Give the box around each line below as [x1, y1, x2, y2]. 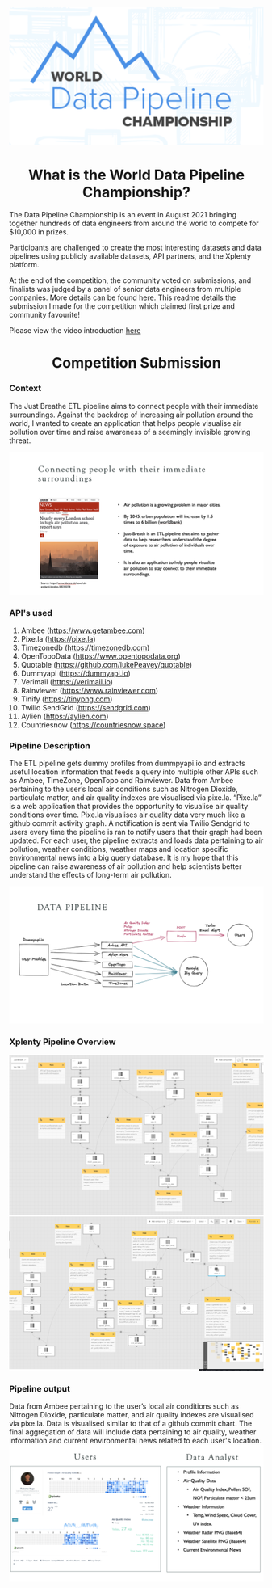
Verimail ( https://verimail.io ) [20, 676, 114, 686]
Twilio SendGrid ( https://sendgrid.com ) [20, 702, 152, 712]
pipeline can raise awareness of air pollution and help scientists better [9, 861, 242, 871]
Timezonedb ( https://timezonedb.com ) [20, 642, 150, 652]
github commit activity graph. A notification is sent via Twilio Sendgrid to [9, 819, 251, 828]
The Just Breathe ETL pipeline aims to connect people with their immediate [9, 401, 259, 411]
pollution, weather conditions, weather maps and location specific [9, 845, 228, 854]
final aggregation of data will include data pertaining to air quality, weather [9, 1427, 257, 1437]
